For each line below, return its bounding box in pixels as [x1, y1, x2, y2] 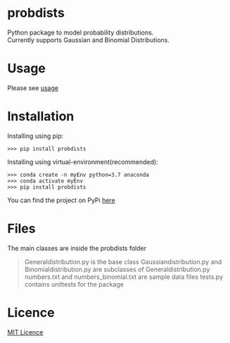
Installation [7, 108, 75, 125]
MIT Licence [7, 328, 44, 336]
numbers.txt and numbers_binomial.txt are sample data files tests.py [24, 273, 224, 281]
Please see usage [7, 83, 58, 92]
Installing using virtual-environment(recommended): [7, 157, 158, 166]
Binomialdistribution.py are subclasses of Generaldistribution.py [24, 265, 210, 273]
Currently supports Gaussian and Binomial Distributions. [7, 35, 170, 44]
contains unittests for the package [24, 280, 124, 288]
